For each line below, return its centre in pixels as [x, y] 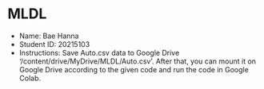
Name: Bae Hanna [49, 36]
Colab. [30, 78]
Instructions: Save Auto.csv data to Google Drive [99, 52]
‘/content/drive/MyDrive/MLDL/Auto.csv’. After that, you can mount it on [138, 61]
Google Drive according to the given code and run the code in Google [134, 69]
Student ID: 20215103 [54, 44]
